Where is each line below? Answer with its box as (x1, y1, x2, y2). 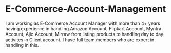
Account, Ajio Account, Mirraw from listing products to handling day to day (5, 31, 163, 37)
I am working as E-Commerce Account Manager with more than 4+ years (5, 20, 160, 26)
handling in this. (5, 42, 39, 48)
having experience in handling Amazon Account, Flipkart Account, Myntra (5, 25, 162, 31)
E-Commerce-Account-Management (5, 3, 166, 15)
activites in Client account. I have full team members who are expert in (5, 37, 155, 43)
